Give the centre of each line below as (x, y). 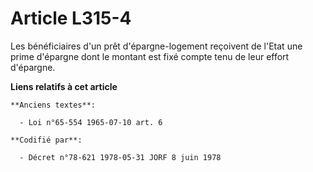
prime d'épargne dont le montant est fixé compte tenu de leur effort (150, 56)
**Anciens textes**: (53, 105)
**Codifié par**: (46, 140)
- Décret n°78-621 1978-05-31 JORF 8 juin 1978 (120, 157)
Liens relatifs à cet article (64, 86)
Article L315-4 (71, 18)
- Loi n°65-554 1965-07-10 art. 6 (91, 122)
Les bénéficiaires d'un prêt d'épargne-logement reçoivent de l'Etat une (156, 46)
